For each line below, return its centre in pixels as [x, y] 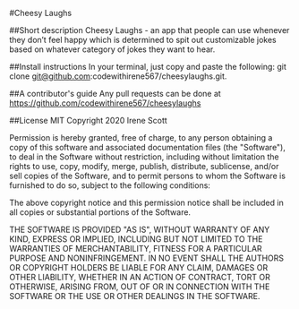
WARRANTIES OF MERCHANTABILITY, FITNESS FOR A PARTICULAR [136, 249]
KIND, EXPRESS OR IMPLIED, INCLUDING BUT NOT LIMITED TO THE [136, 239]
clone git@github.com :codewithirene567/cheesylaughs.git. [118, 76]
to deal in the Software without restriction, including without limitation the [144, 157]
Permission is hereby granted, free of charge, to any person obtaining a [141, 137]
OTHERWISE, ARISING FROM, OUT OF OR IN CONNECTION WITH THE [140, 287]
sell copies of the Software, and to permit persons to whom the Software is [148, 176]
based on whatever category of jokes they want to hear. [112, 49]
